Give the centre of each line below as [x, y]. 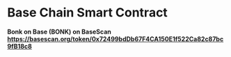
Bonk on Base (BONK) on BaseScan [59, 32]
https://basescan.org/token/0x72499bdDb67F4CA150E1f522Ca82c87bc [115, 38]
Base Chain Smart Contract [88, 13]
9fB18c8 [20, 46]
